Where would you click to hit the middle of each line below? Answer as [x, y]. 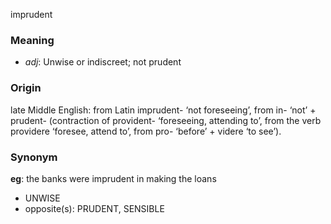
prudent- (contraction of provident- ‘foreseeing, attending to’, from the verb [166, 120]
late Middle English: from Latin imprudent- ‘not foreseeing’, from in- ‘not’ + [163, 110]
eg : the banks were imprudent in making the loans [113, 178]
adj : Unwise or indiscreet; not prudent [103, 62]
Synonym [34, 157]
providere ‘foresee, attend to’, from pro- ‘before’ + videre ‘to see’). [146, 131]
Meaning [32, 40]
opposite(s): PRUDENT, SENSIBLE [94, 208]
